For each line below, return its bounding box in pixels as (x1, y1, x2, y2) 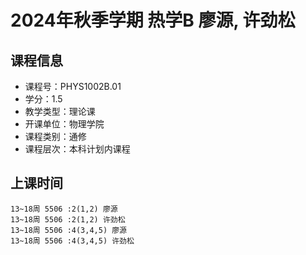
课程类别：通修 (24, 131, 87, 142)
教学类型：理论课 (24, 106, 96, 117)
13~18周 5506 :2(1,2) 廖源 (10, 204, 118, 214)
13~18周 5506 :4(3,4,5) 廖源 (10, 225, 128, 235)
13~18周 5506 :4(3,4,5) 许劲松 (10, 236, 135, 246)
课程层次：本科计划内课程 (24, 143, 131, 155)
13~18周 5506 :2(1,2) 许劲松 (10, 214, 126, 225)
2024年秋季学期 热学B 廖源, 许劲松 (10, 9, 296, 32)
